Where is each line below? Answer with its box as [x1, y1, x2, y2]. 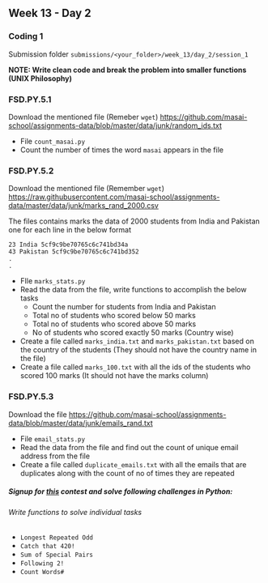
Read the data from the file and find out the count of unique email [19, 442, 239, 452]
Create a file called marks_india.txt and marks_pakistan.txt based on [19, 336, 255, 347]
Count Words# [19, 568, 65, 577]
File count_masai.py [19, 136, 86, 146]
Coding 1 [8, 31, 44, 42]
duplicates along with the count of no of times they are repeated [19, 468, 235, 478]
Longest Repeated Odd [19, 534, 93, 542]
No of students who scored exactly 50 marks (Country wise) [32, 328, 234, 338]
